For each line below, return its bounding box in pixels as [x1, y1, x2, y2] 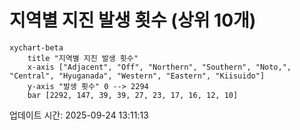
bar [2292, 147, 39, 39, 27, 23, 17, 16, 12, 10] [27, 90, 239, 100]
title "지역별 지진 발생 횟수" [27, 53, 139, 63]
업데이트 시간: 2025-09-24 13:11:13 [9, 109, 149, 121]
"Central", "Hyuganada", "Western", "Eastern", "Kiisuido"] [9, 71, 266, 81]
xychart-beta [9, 42, 64, 53]
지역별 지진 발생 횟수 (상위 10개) [9, 9, 257, 32]
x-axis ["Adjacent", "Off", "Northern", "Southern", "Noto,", [27, 62, 292, 72]
